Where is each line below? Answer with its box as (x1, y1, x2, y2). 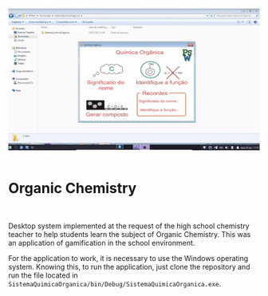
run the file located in (8, 270, 78, 280)
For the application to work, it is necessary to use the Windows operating (8, 253, 249, 262)
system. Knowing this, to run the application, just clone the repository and (8, 262, 250, 271)
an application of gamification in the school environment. (8, 238, 195, 247)
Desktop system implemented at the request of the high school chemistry (8, 221, 250, 231)
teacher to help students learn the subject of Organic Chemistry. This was (8, 229, 251, 239)
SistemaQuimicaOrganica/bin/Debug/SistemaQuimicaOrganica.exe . (8, 278, 222, 288)
